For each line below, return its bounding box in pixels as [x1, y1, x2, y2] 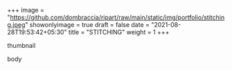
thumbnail [7, 42, 36, 49]
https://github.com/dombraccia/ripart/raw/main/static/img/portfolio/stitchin [10, 13, 225, 21]
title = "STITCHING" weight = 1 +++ [68, 28, 170, 36]
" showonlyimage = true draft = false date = [25, 21, 150, 28]
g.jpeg [7, 21, 26, 28]
